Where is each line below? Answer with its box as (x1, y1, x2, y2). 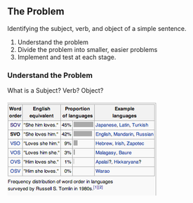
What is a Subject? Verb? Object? (7, 86, 104, 95)
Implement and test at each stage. (17, 53, 117, 61)
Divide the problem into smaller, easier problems (17, 45, 158, 53)
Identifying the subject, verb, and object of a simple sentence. (7, 24, 187, 32)
